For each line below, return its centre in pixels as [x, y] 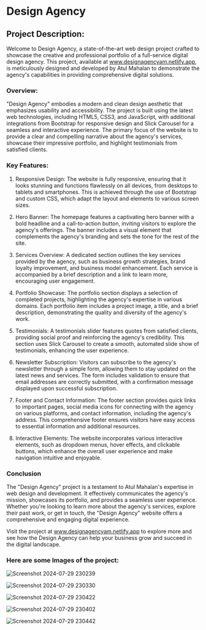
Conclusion [24, 474]
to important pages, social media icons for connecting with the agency [104, 407]
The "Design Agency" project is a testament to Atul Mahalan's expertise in [100, 486]
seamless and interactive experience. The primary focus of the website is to [102, 130]
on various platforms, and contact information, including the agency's [103, 413]
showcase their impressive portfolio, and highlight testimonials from [92, 143]
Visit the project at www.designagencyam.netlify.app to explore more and [99, 531]
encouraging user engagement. [55, 281]
